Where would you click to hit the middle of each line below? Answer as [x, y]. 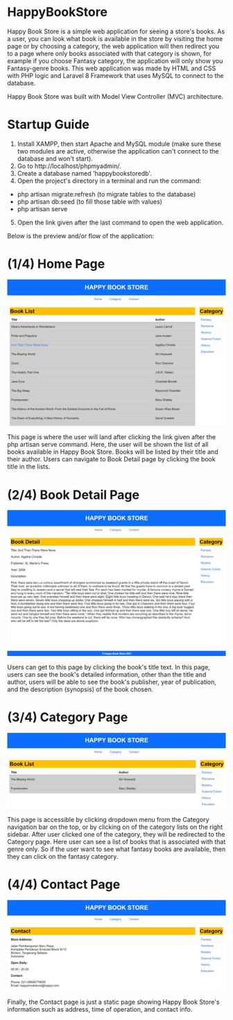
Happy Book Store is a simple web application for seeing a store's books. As [116, 31]
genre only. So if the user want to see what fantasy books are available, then [116, 849]
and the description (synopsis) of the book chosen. [80, 689]
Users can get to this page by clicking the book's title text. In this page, [109, 667]
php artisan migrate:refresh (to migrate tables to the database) [106, 194]
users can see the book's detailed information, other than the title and [107, 674]
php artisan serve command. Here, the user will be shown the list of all [108, 445]
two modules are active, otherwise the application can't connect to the [118, 151]
